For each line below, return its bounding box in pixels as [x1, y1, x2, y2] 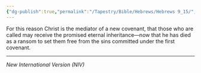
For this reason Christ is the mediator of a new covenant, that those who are [6, 25, 194, 32]
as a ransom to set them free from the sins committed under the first [6, 37, 175, 45]
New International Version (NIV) [6, 61, 85, 68]
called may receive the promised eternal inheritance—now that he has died [6, 31, 191, 39]
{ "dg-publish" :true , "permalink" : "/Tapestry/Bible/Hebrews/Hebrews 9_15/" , [6, 8, 197, 15]
